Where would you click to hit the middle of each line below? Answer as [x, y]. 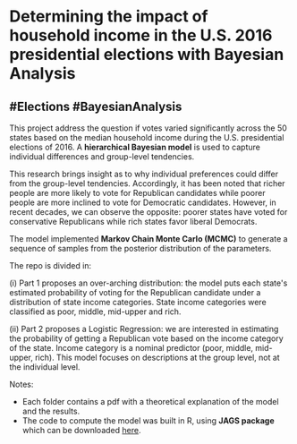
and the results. [51, 411]
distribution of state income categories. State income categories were [138, 302]
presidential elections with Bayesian [147, 55]
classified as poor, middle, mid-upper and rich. [95, 312]
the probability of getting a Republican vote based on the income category [146, 338]
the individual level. [45, 367]
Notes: [21, 384]
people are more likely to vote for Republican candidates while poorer [137, 193]
